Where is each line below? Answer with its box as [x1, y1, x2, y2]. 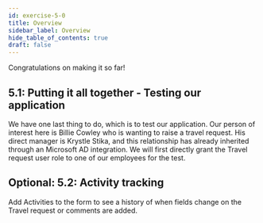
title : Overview [8, 19, 62, 27]
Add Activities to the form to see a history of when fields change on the [8, 197, 242, 206]
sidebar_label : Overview [8, 26, 91, 34]
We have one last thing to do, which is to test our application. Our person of [8, 119, 256, 129]
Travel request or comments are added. [8, 206, 137, 215]
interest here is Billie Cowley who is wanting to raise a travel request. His [8, 128, 246, 137]
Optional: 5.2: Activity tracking [8, 176, 164, 190]
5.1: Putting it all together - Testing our [8, 86, 202, 99]
